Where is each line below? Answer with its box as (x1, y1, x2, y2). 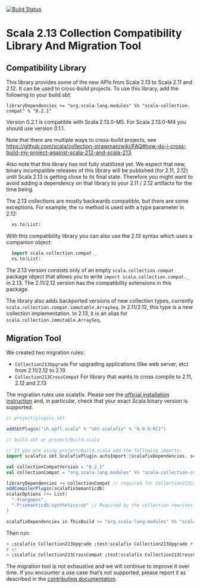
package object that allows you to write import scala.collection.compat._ (6, 273, 189, 280)
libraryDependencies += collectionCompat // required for (6, 480, 153, 486)
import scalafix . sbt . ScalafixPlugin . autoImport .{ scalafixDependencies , (6, 453, 187, 459)
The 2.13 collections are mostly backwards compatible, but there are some (6, 197, 189, 204)
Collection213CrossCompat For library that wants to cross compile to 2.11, (14, 373, 192, 381)
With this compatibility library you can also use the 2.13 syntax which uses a (6, 232, 192, 239)
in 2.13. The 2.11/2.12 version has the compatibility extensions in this (6, 279, 171, 286)
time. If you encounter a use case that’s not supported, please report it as (6, 569, 186, 576)
